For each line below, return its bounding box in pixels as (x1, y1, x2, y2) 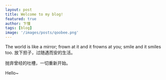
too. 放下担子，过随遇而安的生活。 (5, 50, 76, 55)
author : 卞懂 (5, 21, 31, 26)
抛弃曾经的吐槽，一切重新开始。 (5, 60, 71, 66)
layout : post (5, 7, 32, 12)
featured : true (5, 16, 37, 21)
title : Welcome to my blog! (5, 12, 64, 17)
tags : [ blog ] (5, 26, 32, 31)
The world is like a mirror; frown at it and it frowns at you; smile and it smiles (5, 44, 162, 49)
